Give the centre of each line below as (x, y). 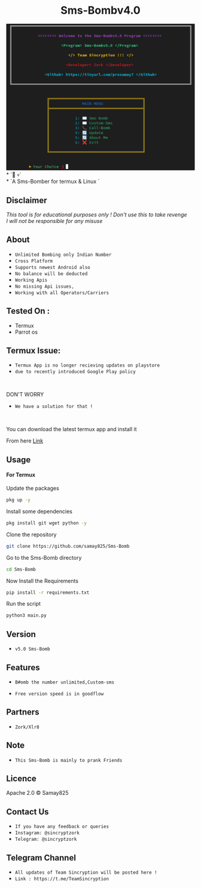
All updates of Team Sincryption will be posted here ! (86, 872)
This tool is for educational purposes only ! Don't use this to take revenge (97, 215)
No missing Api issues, (45, 286)
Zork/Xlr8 (27, 727)
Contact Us (28, 812)
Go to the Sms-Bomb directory (44, 557)
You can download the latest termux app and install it (71, 429)
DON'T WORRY (25, 395)
